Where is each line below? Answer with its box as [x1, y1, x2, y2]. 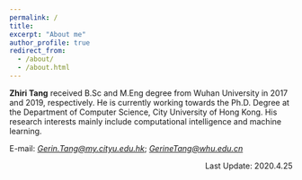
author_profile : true [9, 38, 91, 47]
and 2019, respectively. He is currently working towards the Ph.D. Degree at [9, 97, 290, 107]
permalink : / [9, 13, 58, 22]
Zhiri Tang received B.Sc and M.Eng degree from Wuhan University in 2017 [9, 87, 289, 99]
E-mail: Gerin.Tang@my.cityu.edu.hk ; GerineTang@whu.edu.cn [9, 142, 244, 153]
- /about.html [17, 64, 70, 73]
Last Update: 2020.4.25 [205, 160, 293, 171]
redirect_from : [9, 47, 67, 56]
